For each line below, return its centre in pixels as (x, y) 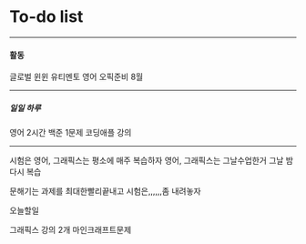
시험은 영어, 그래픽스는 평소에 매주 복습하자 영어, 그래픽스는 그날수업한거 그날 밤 (152, 160)
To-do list (46, 17)
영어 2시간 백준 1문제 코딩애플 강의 (71, 133)
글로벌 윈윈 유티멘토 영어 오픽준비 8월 (76, 77)
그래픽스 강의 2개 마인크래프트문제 (71, 230)
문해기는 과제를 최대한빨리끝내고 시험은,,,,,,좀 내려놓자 (106, 191)
